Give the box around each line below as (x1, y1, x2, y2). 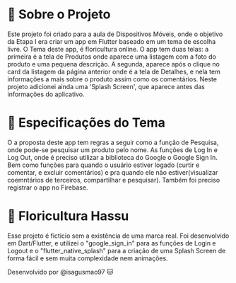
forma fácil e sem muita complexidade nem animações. (7, 254, 168, 262)
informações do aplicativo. (7, 90, 85, 98)
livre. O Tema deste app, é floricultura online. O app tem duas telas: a (7, 45, 209, 53)
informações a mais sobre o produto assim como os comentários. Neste (7, 74, 218, 83)
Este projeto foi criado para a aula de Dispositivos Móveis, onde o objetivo (7, 30, 223, 38)
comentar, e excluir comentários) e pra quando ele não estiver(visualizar (7, 168, 218, 176)
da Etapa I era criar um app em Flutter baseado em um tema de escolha (7, 37, 216, 45)
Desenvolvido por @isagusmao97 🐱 (7, 267, 114, 276)
